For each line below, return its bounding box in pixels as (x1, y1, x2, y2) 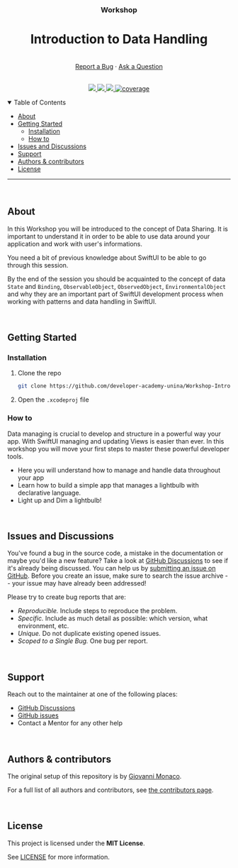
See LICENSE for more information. (7, 852, 110, 861)
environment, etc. (17, 622, 69, 630)
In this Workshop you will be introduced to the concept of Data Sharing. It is (7, 224, 228, 233)
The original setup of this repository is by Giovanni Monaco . (7, 771, 182, 780)
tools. (7, 452, 24, 461)
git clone (17, 383, 47, 390)
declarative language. (17, 488, 81, 497)
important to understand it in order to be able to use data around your (7, 232, 210, 241)
